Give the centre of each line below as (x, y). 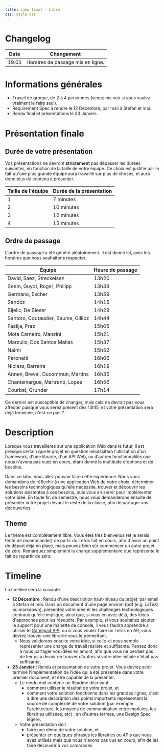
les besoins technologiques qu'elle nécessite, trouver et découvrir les (75, 487)
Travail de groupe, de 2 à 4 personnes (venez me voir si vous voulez (81, 98)
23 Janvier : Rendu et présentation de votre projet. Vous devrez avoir (82, 667)
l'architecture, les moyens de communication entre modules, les (91, 709)
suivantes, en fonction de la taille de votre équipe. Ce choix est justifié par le (82, 169)
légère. (34, 719)
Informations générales (54, 84)
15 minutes (66, 223)
